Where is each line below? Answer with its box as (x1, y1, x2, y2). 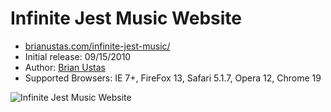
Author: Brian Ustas (24, 61, 106, 73)
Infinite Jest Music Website (10, 7, 242, 30)
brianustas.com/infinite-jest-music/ (24, 40, 171, 52)
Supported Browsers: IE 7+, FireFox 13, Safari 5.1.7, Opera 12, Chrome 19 (24, 72, 322, 84)
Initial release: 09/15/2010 (24, 50, 132, 62)
